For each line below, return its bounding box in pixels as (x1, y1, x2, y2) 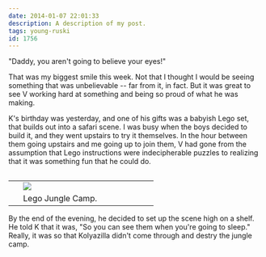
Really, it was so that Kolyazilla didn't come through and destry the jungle (8, 231, 252, 241)
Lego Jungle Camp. (23, 193, 98, 204)
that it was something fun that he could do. (8, 157, 151, 166)
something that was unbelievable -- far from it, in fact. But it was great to (8, 81, 251, 91)
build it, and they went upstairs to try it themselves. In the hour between (8, 131, 248, 141)
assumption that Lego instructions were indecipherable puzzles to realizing (8, 148, 259, 158)
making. (8, 98, 36, 107)
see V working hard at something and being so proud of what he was (8, 90, 239, 99)
